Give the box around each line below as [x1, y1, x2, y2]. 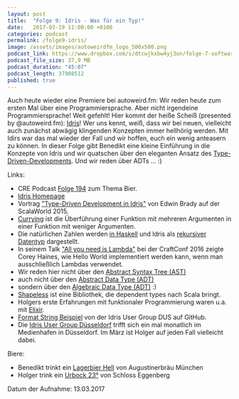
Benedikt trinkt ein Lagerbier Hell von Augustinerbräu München [17, 363, 204, 372]
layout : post [7, 10, 46, 18]
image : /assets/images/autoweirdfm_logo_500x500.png [7, 43, 167, 51]
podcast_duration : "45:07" [7, 63, 87, 71]
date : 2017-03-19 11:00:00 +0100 [7, 24, 113, 31]
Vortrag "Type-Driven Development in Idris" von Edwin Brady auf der [17, 199, 221, 208]
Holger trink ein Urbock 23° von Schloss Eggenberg [17, 371, 171, 380]
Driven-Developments [7, 157, 73, 165]
